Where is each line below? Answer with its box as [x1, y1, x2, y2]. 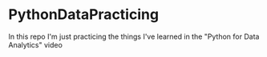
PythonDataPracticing [8, 6, 159, 24]
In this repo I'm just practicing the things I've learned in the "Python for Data [8, 32, 260, 41]
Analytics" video [8, 40, 63, 49]
